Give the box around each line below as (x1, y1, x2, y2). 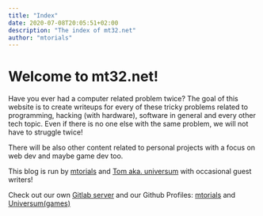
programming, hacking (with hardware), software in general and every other (8, 111, 256, 120)
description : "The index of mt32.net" (8, 26, 136, 34)
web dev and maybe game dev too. (8, 151, 124, 161)
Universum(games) (8, 199, 71, 208)
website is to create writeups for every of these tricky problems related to (8, 102, 248, 112)
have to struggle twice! (8, 127, 83, 137)
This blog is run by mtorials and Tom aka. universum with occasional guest (8, 167, 252, 176)
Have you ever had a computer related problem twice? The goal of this (8, 94, 239, 104)
